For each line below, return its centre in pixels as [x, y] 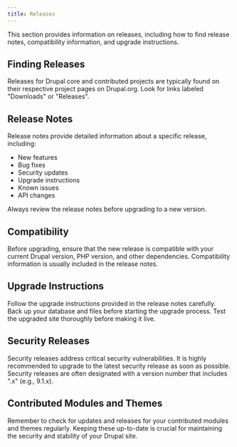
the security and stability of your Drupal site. [73, 436]
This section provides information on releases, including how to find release [118, 34]
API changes [36, 195]
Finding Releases [46, 65]
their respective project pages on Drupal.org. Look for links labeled [106, 89]
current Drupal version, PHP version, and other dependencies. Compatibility [119, 257]
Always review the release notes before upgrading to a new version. [107, 209]
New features [38, 158]
